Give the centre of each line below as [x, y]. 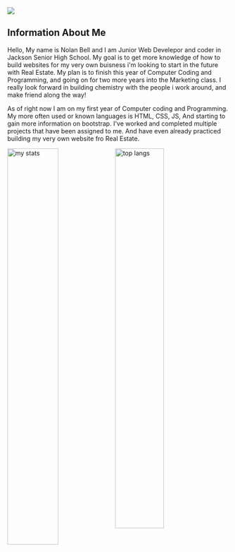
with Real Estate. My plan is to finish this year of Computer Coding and [110, 72]
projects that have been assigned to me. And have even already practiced [114, 131]
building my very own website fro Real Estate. [74, 138]
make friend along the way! [47, 95]
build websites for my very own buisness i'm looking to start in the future [113, 65]
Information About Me [57, 33]
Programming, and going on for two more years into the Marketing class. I [114, 80]
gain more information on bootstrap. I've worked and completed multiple [112, 124]
